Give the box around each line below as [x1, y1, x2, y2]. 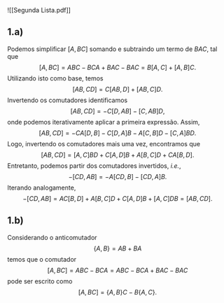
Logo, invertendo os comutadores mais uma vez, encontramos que [7, 139, 201, 148]
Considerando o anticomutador [7, 233, 97, 241]
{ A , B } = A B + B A [93, 244, 142, 253]
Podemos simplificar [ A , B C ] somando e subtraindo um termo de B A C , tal [7, 45, 218, 53]
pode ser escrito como [7, 276, 73, 286]
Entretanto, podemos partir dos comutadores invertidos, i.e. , [7, 161, 181, 170]
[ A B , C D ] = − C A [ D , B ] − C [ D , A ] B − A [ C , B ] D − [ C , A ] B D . [38, 129, 197, 137]
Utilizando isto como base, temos [7, 73, 104, 83]
